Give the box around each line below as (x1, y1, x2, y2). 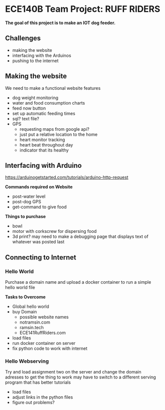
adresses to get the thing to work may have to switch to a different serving (5, 374, 156, 380)
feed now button (12, 105, 46, 111)
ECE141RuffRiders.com (19, 330, 66, 336)
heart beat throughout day (19, 142, 73, 148)
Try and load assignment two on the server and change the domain (5, 369, 141, 375)
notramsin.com (19, 319, 50, 325)
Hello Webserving (5, 358, 49, 365)
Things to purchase (5, 214, 46, 220)
